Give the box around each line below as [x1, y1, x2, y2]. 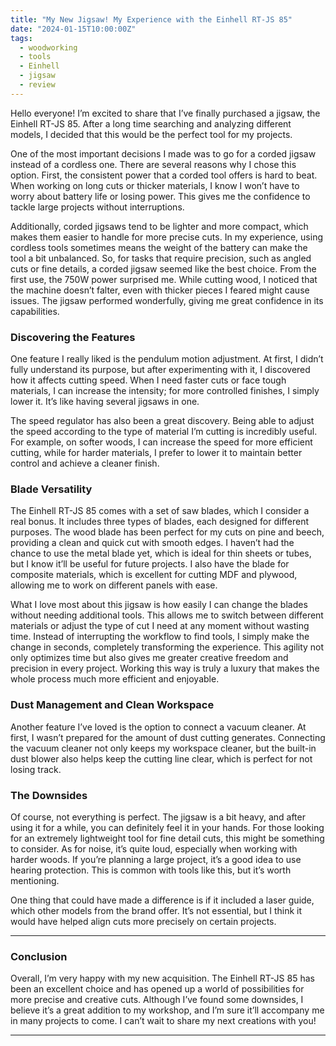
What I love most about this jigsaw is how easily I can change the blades [10, 599, 308, 611]
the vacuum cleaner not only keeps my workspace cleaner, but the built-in [10, 742, 317, 754]
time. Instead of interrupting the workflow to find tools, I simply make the [10, 631, 310, 643]
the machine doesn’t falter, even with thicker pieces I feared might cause [10, 284, 310, 296]
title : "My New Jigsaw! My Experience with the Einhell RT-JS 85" [10, 14, 293, 25]
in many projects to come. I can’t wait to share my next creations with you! [10, 1015, 317, 1027]
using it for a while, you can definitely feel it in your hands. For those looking [10, 821, 325, 833]
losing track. [10, 763, 62, 775]
